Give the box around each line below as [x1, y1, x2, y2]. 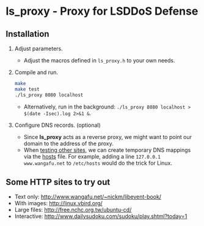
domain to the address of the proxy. [23, 140, 114, 147]
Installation [5, 29, 49, 39]
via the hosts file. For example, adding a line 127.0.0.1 [23, 153, 161, 160]
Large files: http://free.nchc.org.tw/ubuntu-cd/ [14, 206, 132, 214]
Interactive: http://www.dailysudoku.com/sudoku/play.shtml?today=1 [14, 213, 188, 220]
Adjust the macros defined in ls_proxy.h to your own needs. [23, 57, 175, 64]
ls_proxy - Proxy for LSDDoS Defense [5, 4, 199, 18]
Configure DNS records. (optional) [14, 121, 101, 129]
